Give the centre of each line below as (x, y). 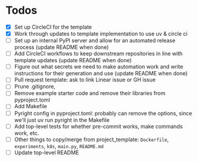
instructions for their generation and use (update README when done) (101, 74)
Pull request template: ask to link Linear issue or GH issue (85, 80)
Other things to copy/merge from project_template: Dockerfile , (92, 139)
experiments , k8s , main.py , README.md (59, 146)
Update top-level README (47, 152)
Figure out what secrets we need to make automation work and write (98, 67)
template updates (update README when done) (73, 60)
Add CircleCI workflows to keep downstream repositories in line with (98, 54)
